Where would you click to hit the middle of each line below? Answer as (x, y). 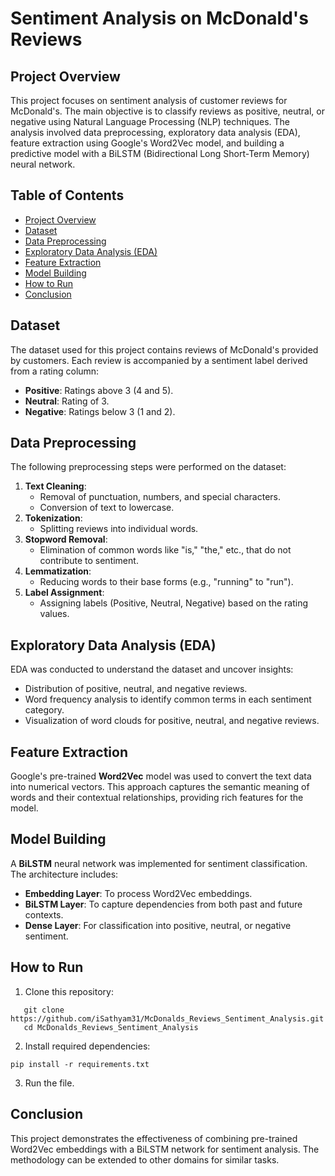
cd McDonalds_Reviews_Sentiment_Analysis (111, 1027)
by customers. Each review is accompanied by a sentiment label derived (159, 360)
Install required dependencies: (87, 1046)
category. (44, 710)
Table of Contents (67, 195)
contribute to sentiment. (89, 561)
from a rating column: (55, 371)
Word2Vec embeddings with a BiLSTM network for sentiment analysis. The (165, 1149)
